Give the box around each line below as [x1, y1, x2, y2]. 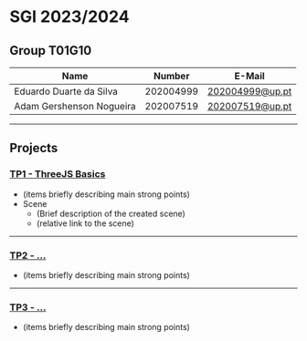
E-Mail [234, 70, 265, 82]
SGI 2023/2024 [9, 6, 130, 27]
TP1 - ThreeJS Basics [9, 168, 106, 181]
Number [153, 70, 190, 82]
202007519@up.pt [206, 100, 292, 112]
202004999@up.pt [206, 85, 292, 98]
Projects [9, 140, 58, 156]
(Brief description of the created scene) [36, 208, 185, 219]
